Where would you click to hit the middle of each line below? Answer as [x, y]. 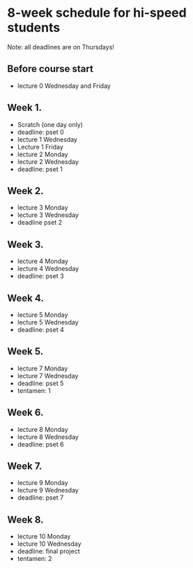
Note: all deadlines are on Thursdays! [61, 47]
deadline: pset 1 [40, 169]
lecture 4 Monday [43, 261]
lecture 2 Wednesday [48, 161]
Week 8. [25, 520]
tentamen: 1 [34, 390]
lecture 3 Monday [43, 208]
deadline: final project [48, 551]
